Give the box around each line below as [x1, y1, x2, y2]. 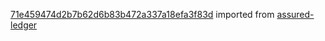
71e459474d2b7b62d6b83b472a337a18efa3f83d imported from [10, 9, 275, 20]
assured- [276, 9, 315, 20]
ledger [10, 19, 38, 31]
